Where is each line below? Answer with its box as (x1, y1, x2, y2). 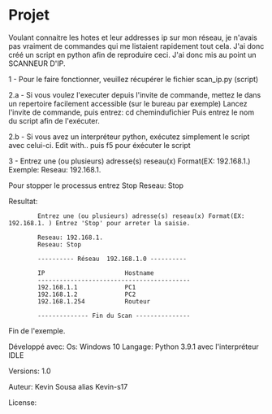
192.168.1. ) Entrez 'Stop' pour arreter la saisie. (8, 219, 191, 227)
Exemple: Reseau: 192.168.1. (8, 164, 101, 174)
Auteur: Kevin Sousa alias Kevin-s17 (8, 381, 128, 391)
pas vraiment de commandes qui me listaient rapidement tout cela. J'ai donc (8, 41, 265, 50)
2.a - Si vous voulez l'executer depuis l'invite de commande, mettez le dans (8, 89, 261, 99)
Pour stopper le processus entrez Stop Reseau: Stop (8, 181, 184, 190)
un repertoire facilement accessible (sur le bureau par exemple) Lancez (8, 98, 248, 108)
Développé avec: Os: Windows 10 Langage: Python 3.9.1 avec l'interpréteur (8, 342, 260, 351)
